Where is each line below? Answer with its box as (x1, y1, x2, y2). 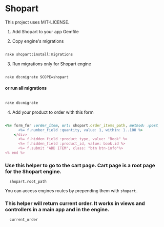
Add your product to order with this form (12, 109, 94, 115)
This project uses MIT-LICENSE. (5, 19, 70, 25)
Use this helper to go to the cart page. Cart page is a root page (5, 162, 155, 169)
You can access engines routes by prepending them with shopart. (5, 188, 138, 194)
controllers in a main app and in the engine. (5, 206, 110, 213)
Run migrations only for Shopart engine (12, 61, 92, 67)
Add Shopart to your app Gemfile (12, 28, 79, 34)
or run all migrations (5, 85, 47, 91)
